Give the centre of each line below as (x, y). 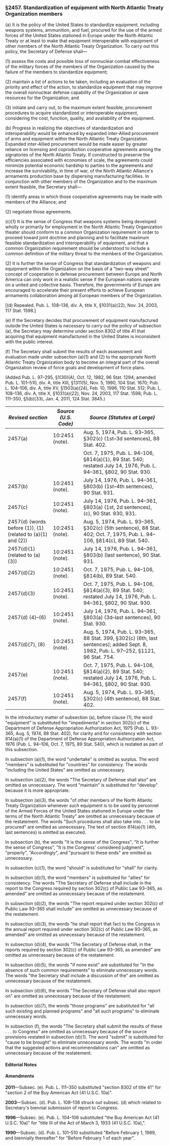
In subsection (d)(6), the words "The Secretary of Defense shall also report (83, 991)
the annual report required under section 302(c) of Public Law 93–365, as (81, 929)
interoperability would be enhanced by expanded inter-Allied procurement (82, 133)
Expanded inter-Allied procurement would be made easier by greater (76, 144)
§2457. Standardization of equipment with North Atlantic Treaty (84, 8)
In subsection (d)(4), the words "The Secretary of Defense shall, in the (78, 945)
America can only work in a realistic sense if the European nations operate (82, 280)
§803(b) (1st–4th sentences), (118, 487)
